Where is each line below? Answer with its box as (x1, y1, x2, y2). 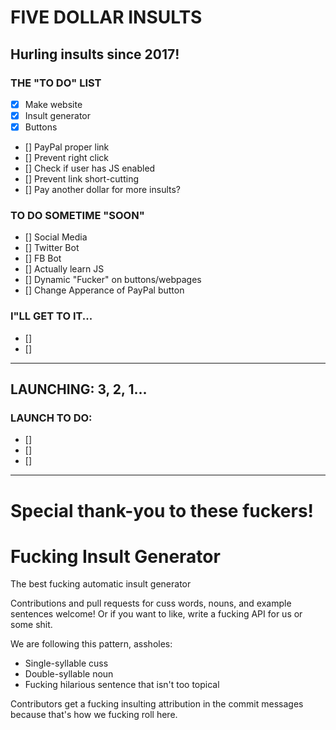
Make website (24, 98, 83, 110)
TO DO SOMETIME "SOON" (10, 208, 145, 222)
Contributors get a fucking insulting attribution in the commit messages (10, 698, 304, 710)
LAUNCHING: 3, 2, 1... (10, 381, 148, 398)
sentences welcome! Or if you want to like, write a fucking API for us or (10, 608, 303, 620)
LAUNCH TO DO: (10, 411, 93, 425)
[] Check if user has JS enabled (24, 162, 156, 175)
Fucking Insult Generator (10, 545, 221, 568)
